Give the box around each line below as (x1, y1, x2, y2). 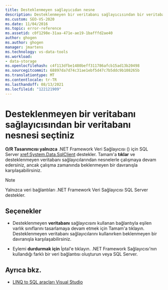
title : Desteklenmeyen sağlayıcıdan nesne (5, 7, 95, 13)
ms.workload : (5, 54, 32, 59)
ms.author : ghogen (5, 40, 43, 45)
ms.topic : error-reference (5, 26, 61, 31)
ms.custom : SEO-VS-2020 (5, 17, 55, 22)
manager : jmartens (5, 45, 43, 50)
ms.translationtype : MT (5, 73, 55, 78)
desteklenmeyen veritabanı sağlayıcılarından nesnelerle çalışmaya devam (5, 157, 156, 163)
